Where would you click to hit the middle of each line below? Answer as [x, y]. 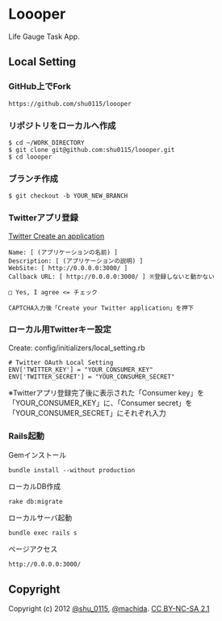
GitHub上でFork [40, 87]
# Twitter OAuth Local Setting [61, 362]
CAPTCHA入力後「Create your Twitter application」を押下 [101, 308]
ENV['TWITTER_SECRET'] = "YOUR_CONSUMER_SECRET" [92, 377]
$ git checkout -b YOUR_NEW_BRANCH [68, 196]
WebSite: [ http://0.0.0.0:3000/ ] [68, 268]
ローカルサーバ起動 [40, 517]
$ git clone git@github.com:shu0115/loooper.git [92, 150]
